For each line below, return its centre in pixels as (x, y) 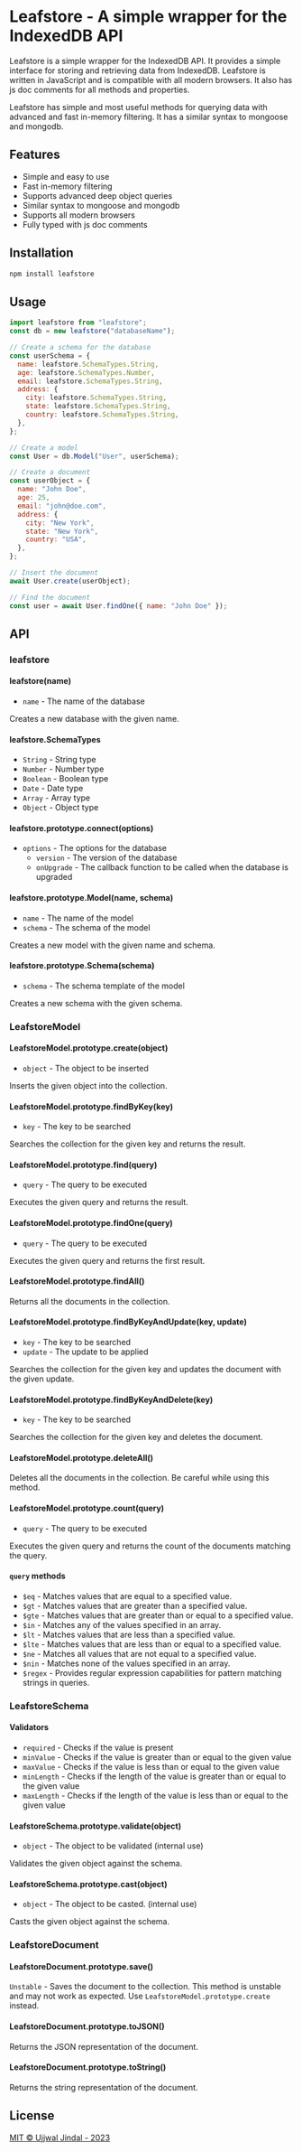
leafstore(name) (41, 681)
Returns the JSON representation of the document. (104, 2046)
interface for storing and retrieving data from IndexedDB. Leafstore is (137, 70)
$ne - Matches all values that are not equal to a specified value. (139, 1653)
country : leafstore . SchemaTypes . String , (102, 415)
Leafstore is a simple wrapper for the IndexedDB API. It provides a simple (145, 61)
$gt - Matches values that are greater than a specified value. (135, 1605)
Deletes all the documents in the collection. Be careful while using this (139, 1478)
